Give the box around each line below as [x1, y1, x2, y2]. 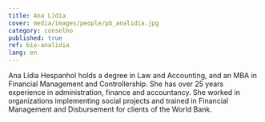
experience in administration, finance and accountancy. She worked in [8, 88, 241, 96]
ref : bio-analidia [8, 41, 70, 49]
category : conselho [8, 26, 74, 34]
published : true [8, 33, 62, 42]
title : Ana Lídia [8, 11, 66, 20]
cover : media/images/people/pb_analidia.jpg [8, 19, 159, 27]
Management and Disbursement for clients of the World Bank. [8, 104, 212, 114]
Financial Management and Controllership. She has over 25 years [8, 79, 224, 89]
